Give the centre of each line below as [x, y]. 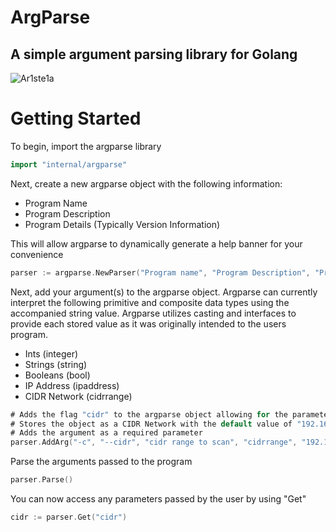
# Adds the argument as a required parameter [106, 433]
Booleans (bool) [57, 375]
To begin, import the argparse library [86, 146]
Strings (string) [56, 364]
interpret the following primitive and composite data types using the [150, 302]
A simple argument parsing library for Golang [154, 54]
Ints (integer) [51, 353]
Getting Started [76, 118]
